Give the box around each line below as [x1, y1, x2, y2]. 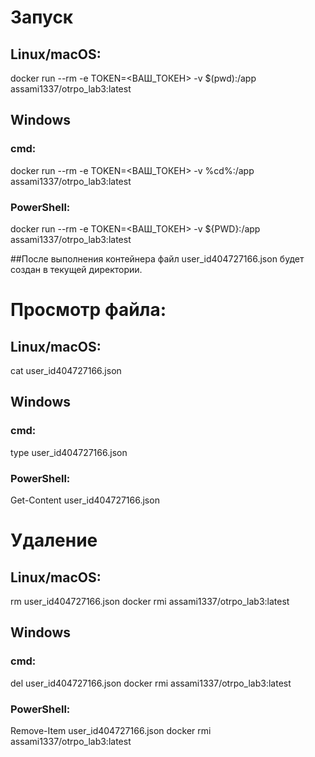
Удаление [10, 529, 98, 552]
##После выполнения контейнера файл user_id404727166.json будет [10, 252, 305, 265]
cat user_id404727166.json [10, 364, 122, 376]
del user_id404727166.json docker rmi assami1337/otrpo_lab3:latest [10, 677, 292, 689]
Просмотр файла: [10, 299, 167, 321]
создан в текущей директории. [10, 263, 143, 275]
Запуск [10, 6, 74, 29]
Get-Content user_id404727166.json [10, 494, 160, 506]
